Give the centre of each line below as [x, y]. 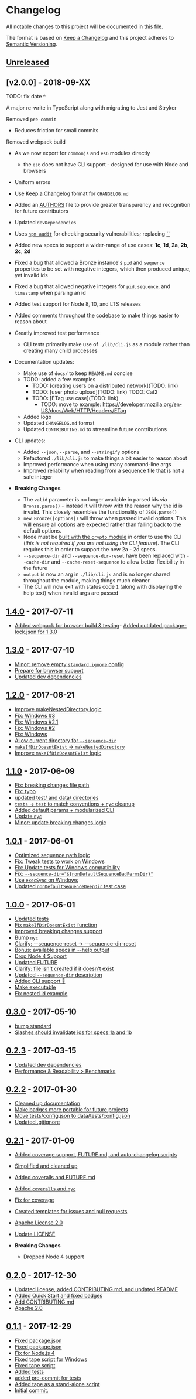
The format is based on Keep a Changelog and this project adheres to [90, 37]
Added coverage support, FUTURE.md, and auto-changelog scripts [96, 1155]
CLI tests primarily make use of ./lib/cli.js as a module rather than [106, 344]
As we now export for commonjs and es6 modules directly [82, 153]
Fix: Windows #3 [35, 715]
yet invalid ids [31, 275]
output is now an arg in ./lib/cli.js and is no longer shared [97, 574]
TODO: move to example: [71, 404]
